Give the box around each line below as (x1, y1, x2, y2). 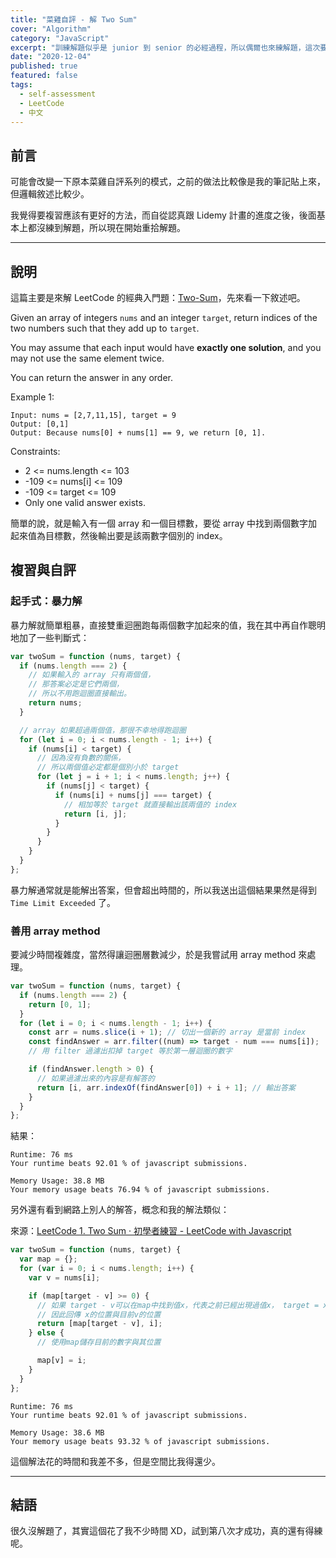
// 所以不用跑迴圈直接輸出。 (28, 689, 132, 699)
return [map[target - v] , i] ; (36, 1319, 163, 1329)
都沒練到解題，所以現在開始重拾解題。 (27, 222, 186, 234)
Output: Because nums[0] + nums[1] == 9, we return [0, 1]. (10, 428, 267, 438)
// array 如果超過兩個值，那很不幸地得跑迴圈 (19, 725, 187, 735)
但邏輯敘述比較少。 (10, 188, 90, 200)
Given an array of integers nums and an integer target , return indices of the (10, 312, 318, 323)
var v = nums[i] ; (28, 1272, 101, 1283)
